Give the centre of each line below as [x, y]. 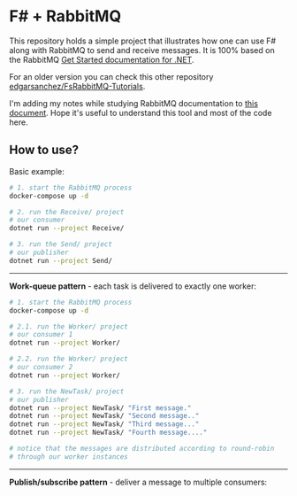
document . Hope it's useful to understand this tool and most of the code [141, 112]
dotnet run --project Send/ [61, 260]
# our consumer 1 [41, 335]
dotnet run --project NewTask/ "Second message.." [104, 416]
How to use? [44, 150]
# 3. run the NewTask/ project [67, 391]
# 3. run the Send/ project [61, 244]
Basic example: [37, 171]
